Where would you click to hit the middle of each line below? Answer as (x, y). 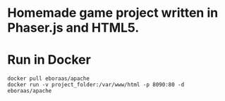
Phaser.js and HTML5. (73, 28)
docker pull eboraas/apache (49, 79)
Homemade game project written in (113, 13)
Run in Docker (49, 60)
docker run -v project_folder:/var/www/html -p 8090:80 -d (96, 85)
